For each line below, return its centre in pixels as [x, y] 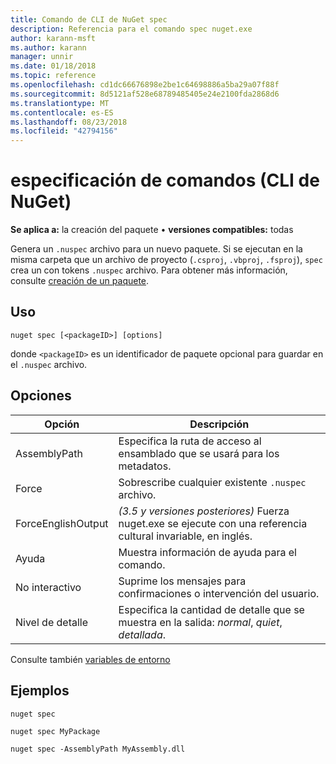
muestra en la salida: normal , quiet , [200, 622]
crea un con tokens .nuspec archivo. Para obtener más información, [149, 270]
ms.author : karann [48, 47]
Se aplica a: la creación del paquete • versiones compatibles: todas [152, 230]
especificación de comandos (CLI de [165, 180]
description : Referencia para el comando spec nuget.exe [131, 29]
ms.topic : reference [53, 76]
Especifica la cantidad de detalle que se [211, 609]
